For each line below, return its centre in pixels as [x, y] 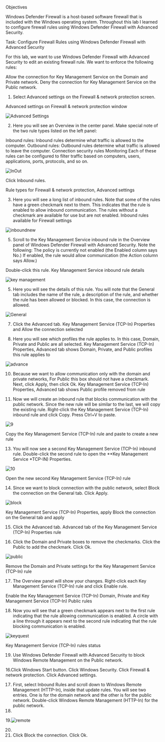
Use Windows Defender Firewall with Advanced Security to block [79, 655]
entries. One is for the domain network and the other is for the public [82, 695]
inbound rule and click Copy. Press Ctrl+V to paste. [64, 415]
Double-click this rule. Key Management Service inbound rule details [75, 270]
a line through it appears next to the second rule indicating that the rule [84, 621]
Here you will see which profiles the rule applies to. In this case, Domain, [86, 339]
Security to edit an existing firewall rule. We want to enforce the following [80, 62]
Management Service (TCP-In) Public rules [49, 601]
